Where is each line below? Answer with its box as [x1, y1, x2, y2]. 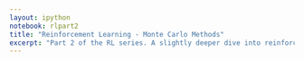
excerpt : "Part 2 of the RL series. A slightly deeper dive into [9, 38, 261, 48]
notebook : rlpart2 [9, 22, 79, 30]
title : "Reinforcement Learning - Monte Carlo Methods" [9, 30, 224, 39]
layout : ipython [9, 13, 71, 22]
